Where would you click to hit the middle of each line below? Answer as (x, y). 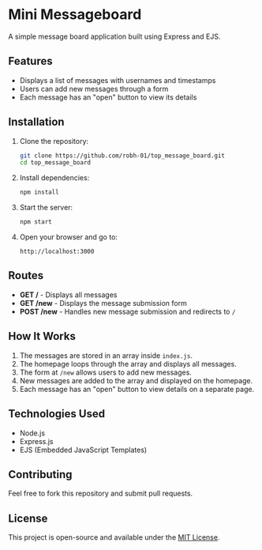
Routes (26, 275)
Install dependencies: (54, 178)
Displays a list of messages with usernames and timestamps (118, 80)
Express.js (36, 441)
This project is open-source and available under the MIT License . (114, 537)
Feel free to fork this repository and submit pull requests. (101, 493)
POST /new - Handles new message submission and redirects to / (127, 311)
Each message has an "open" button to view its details (108, 97)
